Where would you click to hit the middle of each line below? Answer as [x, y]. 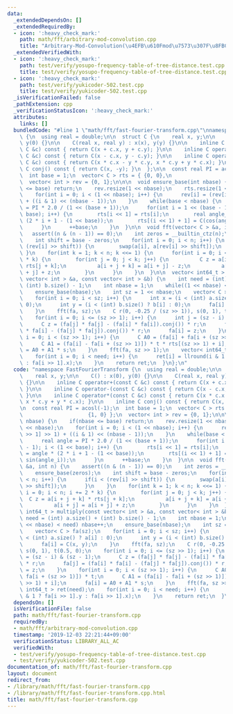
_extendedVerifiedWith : [48, 53]
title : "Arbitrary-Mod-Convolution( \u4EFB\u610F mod [96, 46]
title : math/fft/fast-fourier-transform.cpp [72, 699]
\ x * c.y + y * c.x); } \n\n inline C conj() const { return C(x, [122, 402]
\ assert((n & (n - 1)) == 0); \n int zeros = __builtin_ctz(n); [122, 234]
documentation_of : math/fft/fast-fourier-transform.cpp [89, 667]
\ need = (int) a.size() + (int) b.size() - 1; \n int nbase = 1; [121, 518]
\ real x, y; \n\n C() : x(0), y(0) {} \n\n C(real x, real [119, 376]
